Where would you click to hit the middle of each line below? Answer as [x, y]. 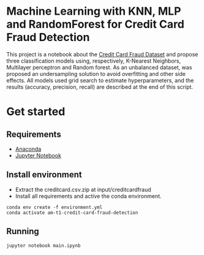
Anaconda [28, 149]
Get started [36, 112]
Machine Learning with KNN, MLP [94, 11]
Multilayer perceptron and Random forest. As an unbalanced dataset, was [99, 67]
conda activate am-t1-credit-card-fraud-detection [72, 213]
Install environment [44, 175]
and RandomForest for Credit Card [96, 24]
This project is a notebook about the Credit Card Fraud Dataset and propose [102, 54]
